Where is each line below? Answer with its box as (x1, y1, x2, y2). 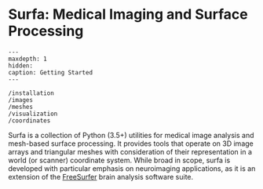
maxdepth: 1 (8, 55, 47, 63)
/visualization (8, 110, 58, 118)
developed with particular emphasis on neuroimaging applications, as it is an (8, 163, 256, 173)
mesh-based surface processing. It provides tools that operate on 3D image (8, 139, 254, 148)
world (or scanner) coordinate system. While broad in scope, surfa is (8, 155, 231, 165)
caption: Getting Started (8, 68, 93, 76)
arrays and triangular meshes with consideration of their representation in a (8, 147, 253, 156)
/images (8, 96, 34, 104)
